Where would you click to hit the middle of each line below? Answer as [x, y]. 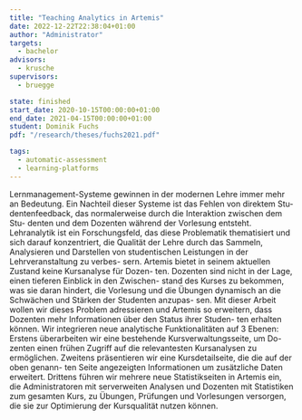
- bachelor [38, 52]
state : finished [40, 101]
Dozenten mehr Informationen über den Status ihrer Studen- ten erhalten [146, 319]
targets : [26, 43]
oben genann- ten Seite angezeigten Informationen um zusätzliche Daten [146, 367]
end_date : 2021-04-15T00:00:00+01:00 [81, 119]
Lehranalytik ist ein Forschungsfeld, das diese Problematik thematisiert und [150, 233]
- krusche [36, 69]
